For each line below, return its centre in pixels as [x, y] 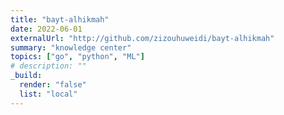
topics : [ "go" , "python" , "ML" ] [77, 57]
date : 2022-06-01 [46, 29]
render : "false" [53, 85]
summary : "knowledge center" [71, 47]
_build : [26, 76]
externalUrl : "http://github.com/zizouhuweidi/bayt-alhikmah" [142, 38]
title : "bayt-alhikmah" [60, 19]
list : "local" [48, 94]
